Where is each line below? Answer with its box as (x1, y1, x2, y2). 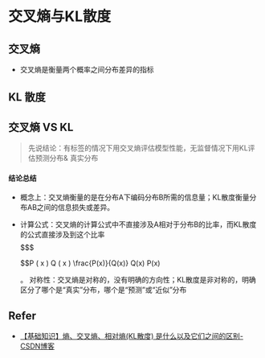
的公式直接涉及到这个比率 (19, 230, 105, 240)
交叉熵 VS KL (8, 120, 74, 134)
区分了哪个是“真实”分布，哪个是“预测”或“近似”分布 (19, 285, 187, 294)
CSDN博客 (19, 341, 55, 351)
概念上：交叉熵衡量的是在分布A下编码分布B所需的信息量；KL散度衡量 (19, 192, 250, 202)
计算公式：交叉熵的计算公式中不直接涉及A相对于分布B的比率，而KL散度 (19, 220, 257, 229)
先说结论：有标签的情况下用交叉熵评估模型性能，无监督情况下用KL (27, 143, 249, 153)
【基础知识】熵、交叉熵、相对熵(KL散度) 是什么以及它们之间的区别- (19, 331, 243, 341)
